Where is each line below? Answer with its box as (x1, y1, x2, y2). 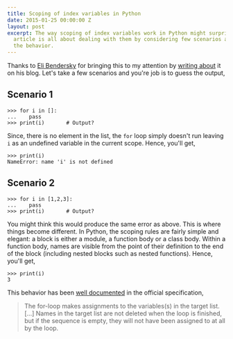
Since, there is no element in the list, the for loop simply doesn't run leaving (7, 131, 224, 139)
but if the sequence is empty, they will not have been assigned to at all (24, 316, 225, 324)
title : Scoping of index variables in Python (7, 10, 141, 17)
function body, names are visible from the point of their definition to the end (7, 242, 224, 250)
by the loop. (24, 324, 59, 332)
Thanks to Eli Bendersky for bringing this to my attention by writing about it (7, 62, 221, 69)
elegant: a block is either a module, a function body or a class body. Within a (7, 234, 226, 243)
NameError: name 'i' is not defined (7, 158, 113, 165)
